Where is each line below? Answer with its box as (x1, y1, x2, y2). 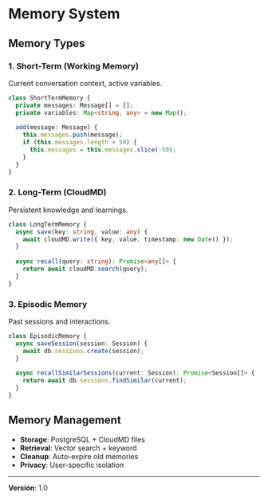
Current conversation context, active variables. (8, 78, 163, 88)
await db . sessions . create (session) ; (22, 347, 145, 355)
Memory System (8, 5, 120, 23)
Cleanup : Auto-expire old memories (19, 451, 139, 461)
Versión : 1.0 (8, 483, 48, 493)
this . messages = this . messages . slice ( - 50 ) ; (29, 146, 177, 154)
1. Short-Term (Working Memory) (8, 61, 140, 72)
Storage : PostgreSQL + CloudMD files (19, 434, 146, 444)
